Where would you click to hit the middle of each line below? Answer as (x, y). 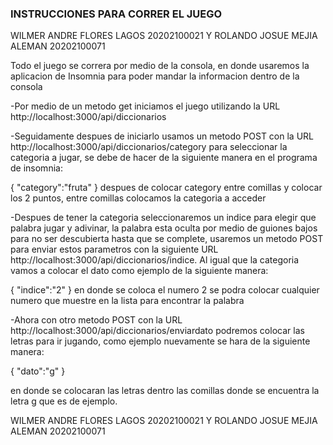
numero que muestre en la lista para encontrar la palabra (127, 301)
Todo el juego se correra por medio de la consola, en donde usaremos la (160, 66)
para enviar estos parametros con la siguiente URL (114, 249)
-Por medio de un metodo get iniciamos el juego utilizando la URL (145, 106)
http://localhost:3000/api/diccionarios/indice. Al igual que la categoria (155, 260)
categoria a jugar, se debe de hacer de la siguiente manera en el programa (164, 158)
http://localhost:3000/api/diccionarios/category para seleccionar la (149, 147)
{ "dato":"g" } (38, 371)
